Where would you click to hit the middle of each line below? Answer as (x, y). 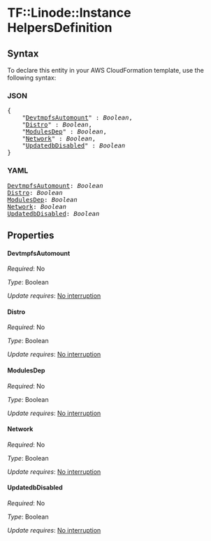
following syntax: (32, 78)
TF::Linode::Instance (69, 13)
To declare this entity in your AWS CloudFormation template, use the (105, 70)
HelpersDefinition (60, 28)
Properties (31, 235)
